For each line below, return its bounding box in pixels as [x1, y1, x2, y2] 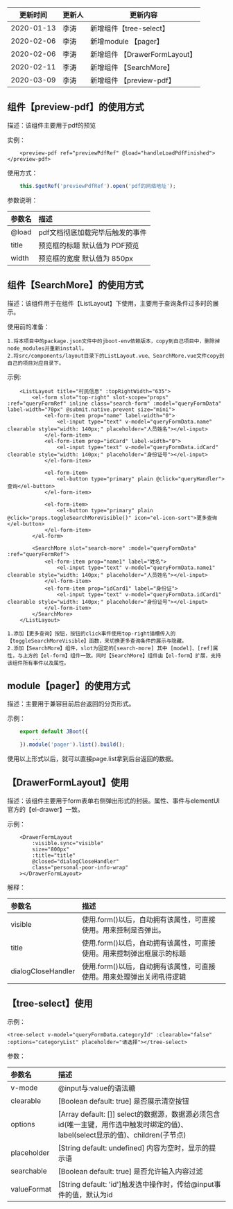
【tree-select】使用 [7, 998, 94, 1009]
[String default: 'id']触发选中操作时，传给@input [58, 1179, 214, 1189]
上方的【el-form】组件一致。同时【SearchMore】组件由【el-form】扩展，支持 [22, 652, 221, 659]
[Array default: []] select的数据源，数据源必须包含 [58, 1109, 221, 1119]
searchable [10, 1166, 47, 1176]
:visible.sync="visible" [32, 840, 104, 846]
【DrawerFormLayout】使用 [7, 776, 130, 789]
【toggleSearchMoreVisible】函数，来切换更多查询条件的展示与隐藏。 [7, 637, 187, 644]
